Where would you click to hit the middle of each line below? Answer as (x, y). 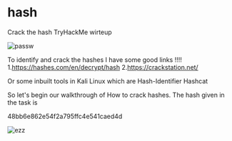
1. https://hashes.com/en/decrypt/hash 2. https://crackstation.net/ (103, 67)
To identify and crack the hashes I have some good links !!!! (95, 59)
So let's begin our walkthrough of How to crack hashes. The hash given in (116, 95)
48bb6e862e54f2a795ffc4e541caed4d (65, 116)
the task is (22, 102)
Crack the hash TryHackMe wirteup (60, 32)
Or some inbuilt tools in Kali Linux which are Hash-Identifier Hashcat (108, 81)
